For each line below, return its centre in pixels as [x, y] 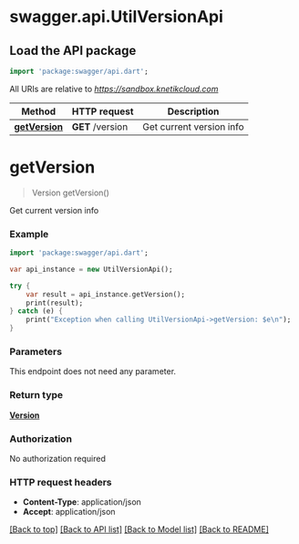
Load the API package [73, 51]
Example [29, 234]
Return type [36, 395]
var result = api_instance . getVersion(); [105, 294]
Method [39, 111]
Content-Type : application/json [82, 502]
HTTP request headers [61, 482]
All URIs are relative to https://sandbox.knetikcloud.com [114, 89]
